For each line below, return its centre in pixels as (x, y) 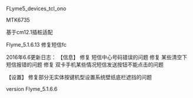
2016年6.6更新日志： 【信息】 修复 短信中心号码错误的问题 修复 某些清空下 (97, 57)
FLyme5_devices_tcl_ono (36, 9)
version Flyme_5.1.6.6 (32, 89)
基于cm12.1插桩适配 (29, 32)
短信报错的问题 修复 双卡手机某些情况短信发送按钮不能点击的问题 (85, 65)
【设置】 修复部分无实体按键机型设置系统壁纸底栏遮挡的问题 (79, 77)
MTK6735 (18, 20)
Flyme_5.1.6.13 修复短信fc (36, 45)
